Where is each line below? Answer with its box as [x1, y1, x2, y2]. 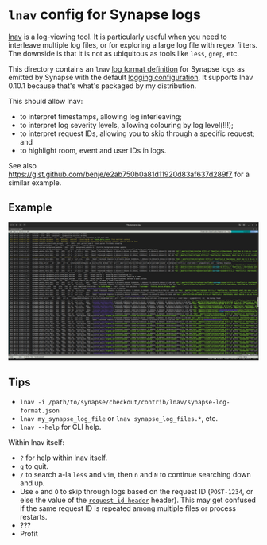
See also [8, 160, 37, 170]
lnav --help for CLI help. [19, 422, 102, 431]
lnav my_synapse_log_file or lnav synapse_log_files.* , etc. [19, 413, 219, 423]
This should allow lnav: [8, 96, 83, 106]
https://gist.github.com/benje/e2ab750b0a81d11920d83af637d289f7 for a [8, 169, 250, 179]
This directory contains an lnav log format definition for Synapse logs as [8, 64, 245, 73]
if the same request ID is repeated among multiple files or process [19, 503, 237, 513]
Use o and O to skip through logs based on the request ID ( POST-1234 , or [19, 486, 253, 496]
